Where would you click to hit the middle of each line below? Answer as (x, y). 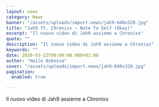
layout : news (22, 11)
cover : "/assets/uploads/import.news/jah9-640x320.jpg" (76, 66)
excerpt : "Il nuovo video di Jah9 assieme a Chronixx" (75, 34)
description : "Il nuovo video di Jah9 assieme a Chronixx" (80, 45)
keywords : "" (22, 50)
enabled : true (29, 77)
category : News (25, 17)
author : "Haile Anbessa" (37, 61)
